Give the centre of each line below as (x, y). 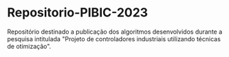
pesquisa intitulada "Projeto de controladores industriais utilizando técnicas (114, 38)
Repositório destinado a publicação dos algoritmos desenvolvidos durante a (115, 32)
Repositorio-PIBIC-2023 (78, 13)
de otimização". (29, 46)
